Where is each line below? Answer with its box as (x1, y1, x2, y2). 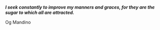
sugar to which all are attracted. (5, 9, 75, 15)
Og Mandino (5, 19, 31, 25)
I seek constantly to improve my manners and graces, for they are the (5, 4, 155, 10)
